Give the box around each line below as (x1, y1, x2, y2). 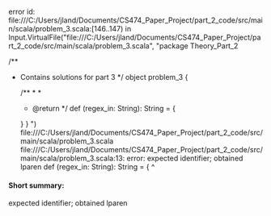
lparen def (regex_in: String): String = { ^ (19, 162, 155, 172)
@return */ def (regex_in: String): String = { (32, 104, 176, 113)
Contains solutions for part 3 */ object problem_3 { (19, 73, 188, 81)
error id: (8, 7, 36, 16)
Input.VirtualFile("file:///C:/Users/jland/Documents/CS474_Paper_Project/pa (8, 32, 261, 42)
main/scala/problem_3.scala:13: (19, 153, 125, 163)
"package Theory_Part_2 (156, 41, 239, 51)
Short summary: (8, 181, 65, 190)
